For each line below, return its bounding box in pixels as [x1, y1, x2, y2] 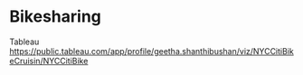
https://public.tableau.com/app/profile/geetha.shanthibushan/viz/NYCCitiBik [9, 45, 294, 56]
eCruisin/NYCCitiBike [9, 55, 89, 66]
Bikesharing [9, 6, 102, 27]
